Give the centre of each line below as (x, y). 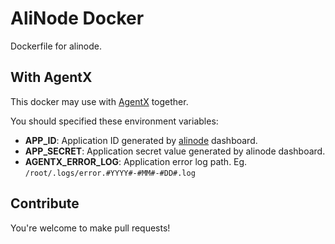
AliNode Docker (77, 18)
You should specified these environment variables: (114, 121)
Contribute (45, 203)
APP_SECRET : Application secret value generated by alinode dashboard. (175, 151)
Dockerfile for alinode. (56, 46)
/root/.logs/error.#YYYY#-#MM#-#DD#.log (110, 173)
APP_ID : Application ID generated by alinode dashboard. (141, 140)
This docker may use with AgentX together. (99, 101)
